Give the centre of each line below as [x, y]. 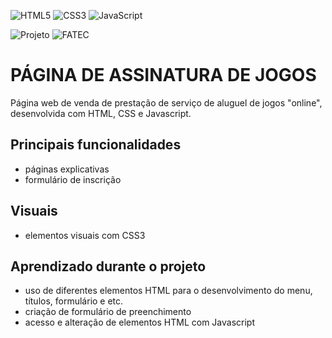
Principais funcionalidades [96, 145]
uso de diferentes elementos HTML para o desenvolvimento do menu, [168, 291]
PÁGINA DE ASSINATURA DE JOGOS [163, 75]
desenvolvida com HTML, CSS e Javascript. [101, 113]
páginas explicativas [67, 169]
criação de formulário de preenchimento [108, 312]
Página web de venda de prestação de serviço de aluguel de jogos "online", [166, 102]
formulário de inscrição [73, 179]
